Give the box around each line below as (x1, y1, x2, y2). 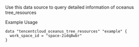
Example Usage (5, 19, 38, 25)
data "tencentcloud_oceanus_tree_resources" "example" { (5, 29, 127, 34)
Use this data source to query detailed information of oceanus (5, 4, 134, 10)
